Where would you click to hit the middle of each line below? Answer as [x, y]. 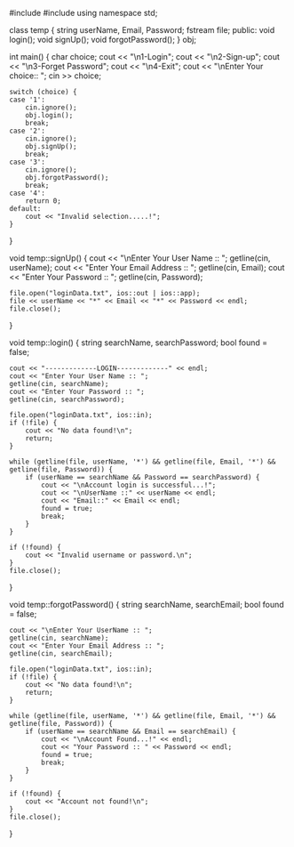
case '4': [28, 193]
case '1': [28, 100]
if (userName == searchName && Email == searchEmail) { [131, 731]
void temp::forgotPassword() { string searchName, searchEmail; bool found [147, 605]
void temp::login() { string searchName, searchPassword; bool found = [139, 343]
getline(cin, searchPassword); [67, 399]
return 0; [44, 201]
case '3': [28, 162]
